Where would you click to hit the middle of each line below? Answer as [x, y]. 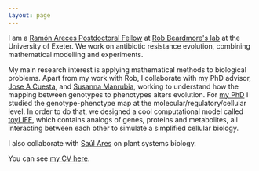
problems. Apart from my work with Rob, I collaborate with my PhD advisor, [129, 78]
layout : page [29, 15]
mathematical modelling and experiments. [76, 54]
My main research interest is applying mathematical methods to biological [128, 69]
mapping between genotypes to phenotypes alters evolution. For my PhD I [128, 94]
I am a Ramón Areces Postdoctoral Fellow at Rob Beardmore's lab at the [124, 38]
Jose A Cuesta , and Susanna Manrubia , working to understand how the [124, 86]
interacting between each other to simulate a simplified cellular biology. [124, 128]
